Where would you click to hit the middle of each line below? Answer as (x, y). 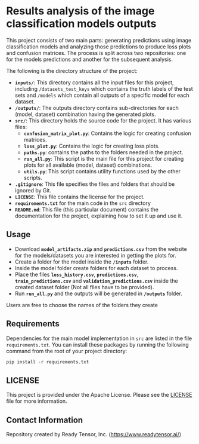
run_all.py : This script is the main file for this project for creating (104, 158)
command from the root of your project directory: (67, 351)
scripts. (33, 177)
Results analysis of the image (80, 11)
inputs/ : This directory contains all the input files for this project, (94, 82)
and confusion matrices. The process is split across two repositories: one (96, 53)
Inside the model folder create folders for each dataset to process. (96, 268)
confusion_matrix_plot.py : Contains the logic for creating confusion (108, 133)
